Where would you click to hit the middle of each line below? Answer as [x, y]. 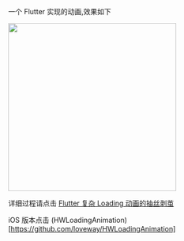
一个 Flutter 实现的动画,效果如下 [60, 11]
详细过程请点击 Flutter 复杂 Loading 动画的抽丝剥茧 [91, 203]
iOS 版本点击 [29, 220]
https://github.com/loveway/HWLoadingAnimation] [93, 229]
